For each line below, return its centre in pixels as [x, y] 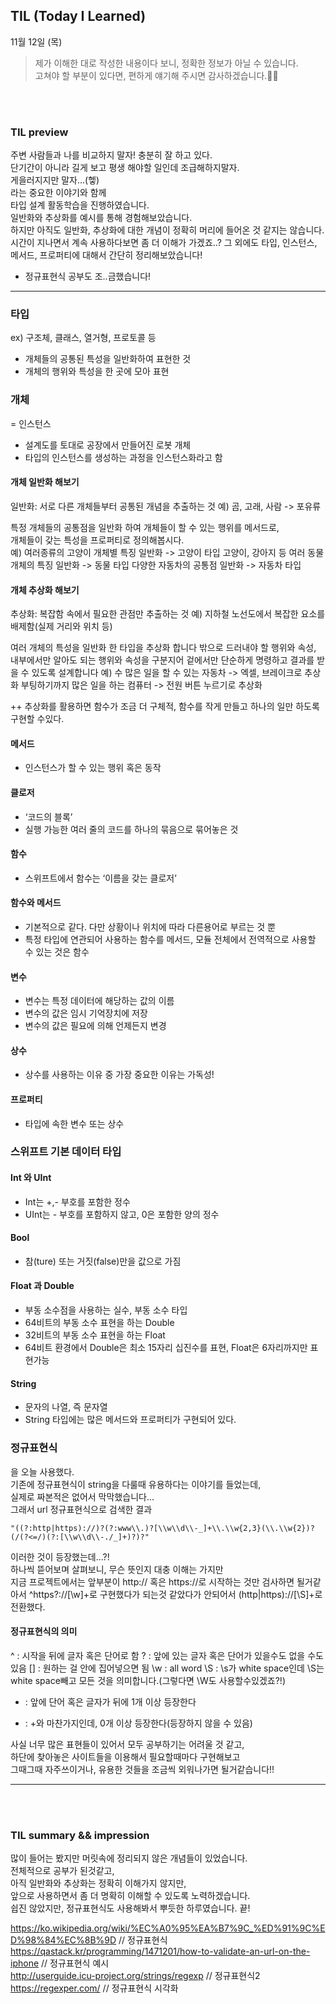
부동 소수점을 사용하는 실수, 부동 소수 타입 [106, 1310]
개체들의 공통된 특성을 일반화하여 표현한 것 [108, 359]
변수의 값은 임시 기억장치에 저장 [86, 1013]
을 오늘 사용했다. [42, 1471]
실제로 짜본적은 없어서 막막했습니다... [82, 1496]
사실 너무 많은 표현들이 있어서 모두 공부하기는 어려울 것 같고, [127, 1744]
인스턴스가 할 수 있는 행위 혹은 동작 [93, 768]
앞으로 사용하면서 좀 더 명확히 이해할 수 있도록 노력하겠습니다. [130, 1896]
